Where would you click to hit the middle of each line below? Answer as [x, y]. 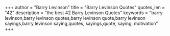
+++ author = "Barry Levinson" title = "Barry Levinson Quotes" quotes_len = [85, 7]
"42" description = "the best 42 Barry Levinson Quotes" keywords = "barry [84, 13]
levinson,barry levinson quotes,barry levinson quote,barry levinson [75, 18]
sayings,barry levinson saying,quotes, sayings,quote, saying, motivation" [82, 23]
